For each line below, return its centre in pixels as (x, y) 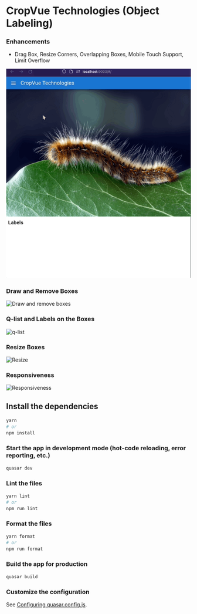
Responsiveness (30, 375)
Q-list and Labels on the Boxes (50, 319)
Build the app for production (47, 564)
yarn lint (18, 496)
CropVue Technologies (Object (83, 11)
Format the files (29, 524)
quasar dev (19, 468)
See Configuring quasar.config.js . (47, 605)
